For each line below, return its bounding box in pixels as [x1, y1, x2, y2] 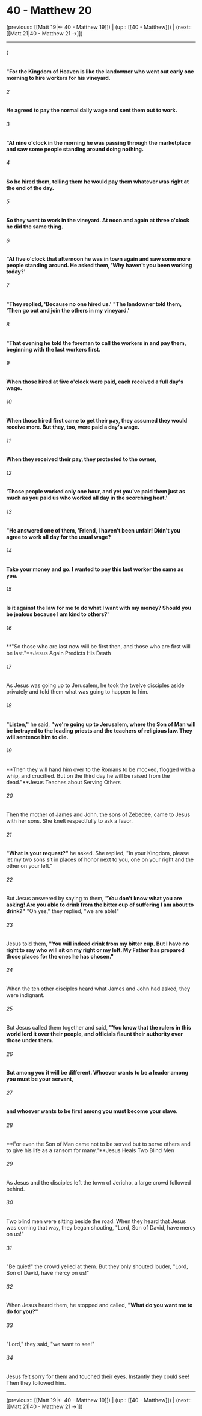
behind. [6, 1185, 25, 1192]
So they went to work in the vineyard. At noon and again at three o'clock [6, 216, 189, 224]
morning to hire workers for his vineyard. [6, 75, 111, 82]
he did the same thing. [6, 223, 63, 230]
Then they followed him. [6, 1379, 66, 1386]
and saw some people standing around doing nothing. [6, 145, 144, 153]
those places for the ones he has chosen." [6, 953, 114, 960]
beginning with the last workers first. [6, 346, 101, 353]
